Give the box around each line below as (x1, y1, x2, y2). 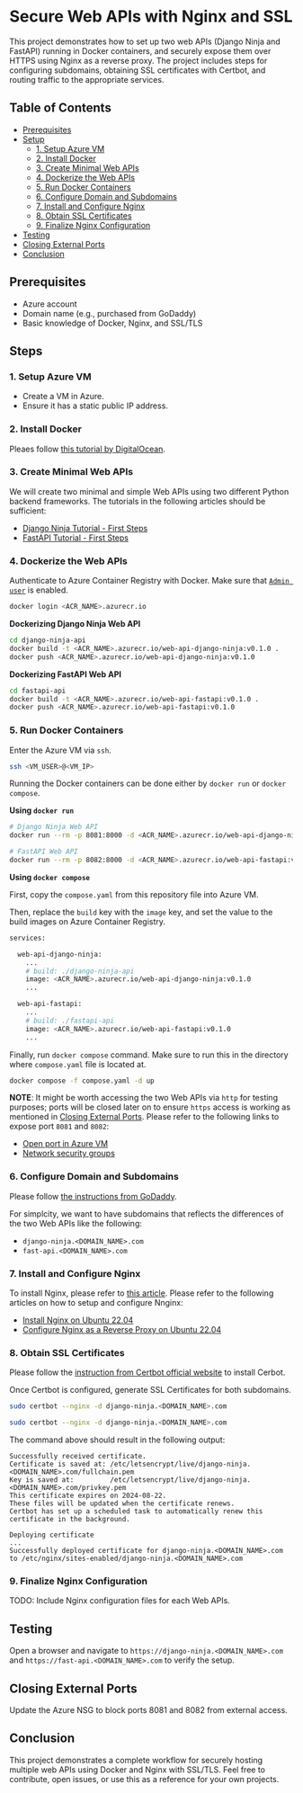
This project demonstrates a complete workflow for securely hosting (9, 1754, 263, 1765)
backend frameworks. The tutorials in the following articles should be (9, 495, 266, 506)
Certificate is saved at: (9, 1459, 106, 1469)
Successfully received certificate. (9, 1452, 147, 1461)
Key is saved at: (9, 1476, 75, 1485)
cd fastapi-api (9, 686, 67, 695)
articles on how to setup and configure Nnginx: (9, 1298, 183, 1308)
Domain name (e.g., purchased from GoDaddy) (22, 308, 197, 318)
